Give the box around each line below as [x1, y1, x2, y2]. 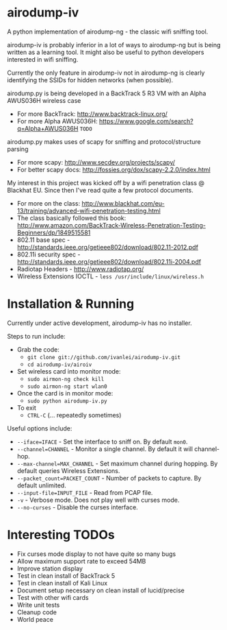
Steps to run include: [7, 332, 66, 340]
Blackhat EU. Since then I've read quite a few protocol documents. [7, 186, 193, 194]
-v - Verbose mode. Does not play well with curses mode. [16, 496, 180, 504]
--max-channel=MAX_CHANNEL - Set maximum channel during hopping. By [16, 459, 218, 468]
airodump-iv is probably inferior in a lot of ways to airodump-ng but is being [7, 40, 221, 49]
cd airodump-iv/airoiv [27, 361, 92, 368]
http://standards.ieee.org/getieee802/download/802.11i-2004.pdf [16, 257, 202, 265]
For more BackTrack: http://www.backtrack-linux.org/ [16, 110, 168, 118]
